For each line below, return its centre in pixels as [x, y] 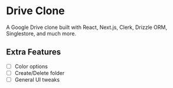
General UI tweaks [37, 79]
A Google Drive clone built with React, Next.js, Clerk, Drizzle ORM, [87, 27]
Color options [31, 66]
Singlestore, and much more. [41, 33]
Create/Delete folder [40, 73]
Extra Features [34, 52]
